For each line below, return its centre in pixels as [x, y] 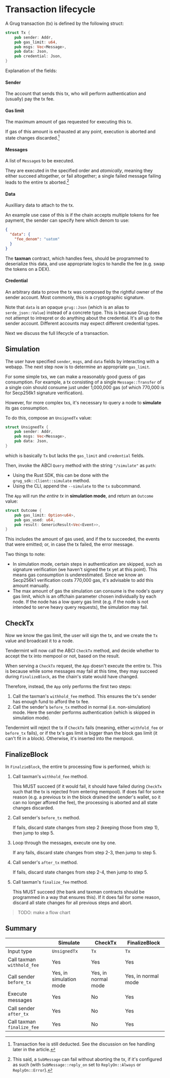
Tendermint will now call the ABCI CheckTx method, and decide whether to [82, 651]
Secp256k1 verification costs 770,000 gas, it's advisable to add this [83, 580]
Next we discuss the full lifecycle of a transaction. [57, 333]
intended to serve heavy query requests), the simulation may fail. [80, 607]
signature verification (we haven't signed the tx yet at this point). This [85, 570]
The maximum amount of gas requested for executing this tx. [69, 122]
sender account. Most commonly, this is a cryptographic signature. [75, 297]
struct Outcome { [24, 510]
